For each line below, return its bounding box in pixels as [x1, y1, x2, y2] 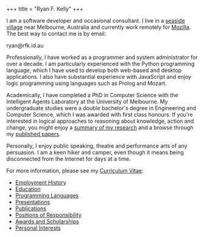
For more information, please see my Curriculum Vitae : [6, 167, 144, 174]
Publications [15, 205, 47, 212]
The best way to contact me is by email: [6, 30, 107, 37]
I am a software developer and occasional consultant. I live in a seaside [6, 17, 185, 24]
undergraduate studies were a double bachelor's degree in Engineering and [6, 104, 196, 112]
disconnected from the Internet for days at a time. [6, 155, 131, 162]
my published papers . [6, 131, 61, 137]
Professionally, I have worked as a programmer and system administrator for [6, 54, 198, 60]
